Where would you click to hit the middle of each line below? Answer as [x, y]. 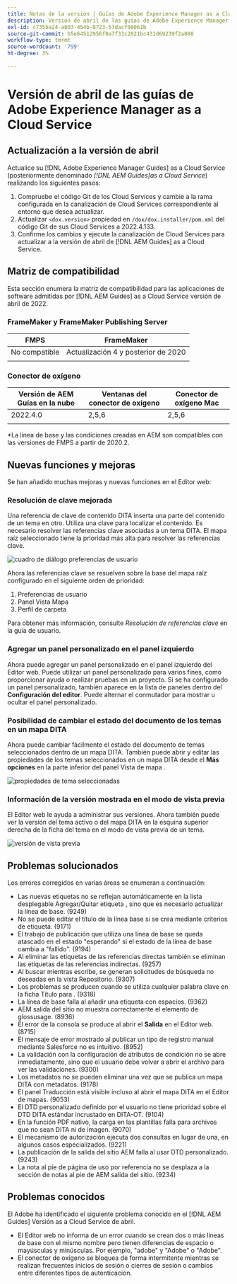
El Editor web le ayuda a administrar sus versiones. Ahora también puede [114, 815]
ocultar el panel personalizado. [52, 702]
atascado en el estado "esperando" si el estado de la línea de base [115, 941]
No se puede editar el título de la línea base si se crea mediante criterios [122, 919]
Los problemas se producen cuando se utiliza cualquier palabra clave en [123, 987]
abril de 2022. [28, 303]
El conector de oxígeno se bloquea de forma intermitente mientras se [118, 1258]
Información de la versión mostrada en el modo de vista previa [116, 799]
